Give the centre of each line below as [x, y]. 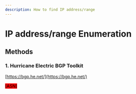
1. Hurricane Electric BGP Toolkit [44, 66]
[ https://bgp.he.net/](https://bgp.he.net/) [46, 76]
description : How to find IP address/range [50, 10]
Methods [19, 52]
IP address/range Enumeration [68, 34]
